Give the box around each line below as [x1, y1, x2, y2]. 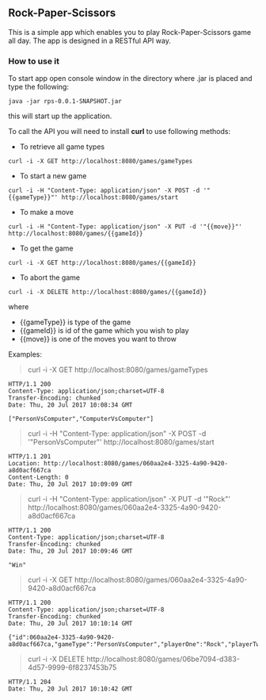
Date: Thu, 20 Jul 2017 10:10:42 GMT [8, 685, 133, 693]
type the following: [8, 82, 70, 92]
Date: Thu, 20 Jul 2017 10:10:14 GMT [8, 620, 133, 628]
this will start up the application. [8, 111, 112, 121]
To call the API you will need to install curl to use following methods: [8, 127, 231, 136]
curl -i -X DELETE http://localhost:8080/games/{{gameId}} [8, 289, 207, 296]
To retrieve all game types [19, 142, 105, 151]
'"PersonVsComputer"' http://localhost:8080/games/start [27, 438, 215, 447]
